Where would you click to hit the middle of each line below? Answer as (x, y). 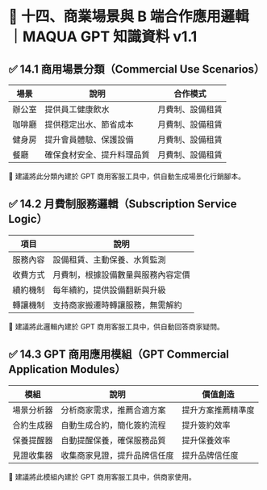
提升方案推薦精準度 (219, 410)
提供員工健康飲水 (77, 109)
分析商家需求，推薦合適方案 (114, 410)
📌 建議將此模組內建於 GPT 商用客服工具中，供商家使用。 (102, 476)
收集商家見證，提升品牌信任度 (118, 455)
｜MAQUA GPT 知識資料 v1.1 (103, 37)
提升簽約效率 (207, 425)
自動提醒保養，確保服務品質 (114, 440)
